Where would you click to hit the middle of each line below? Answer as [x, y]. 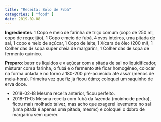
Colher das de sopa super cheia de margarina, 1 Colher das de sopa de [77, 48]
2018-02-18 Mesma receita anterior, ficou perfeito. [64, 93]
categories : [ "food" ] [30, 14]
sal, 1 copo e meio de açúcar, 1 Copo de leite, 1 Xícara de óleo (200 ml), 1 [79, 43]
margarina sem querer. [35, 115]
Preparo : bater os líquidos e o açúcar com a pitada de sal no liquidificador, [81, 63]
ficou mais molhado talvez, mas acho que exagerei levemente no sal [81, 104]
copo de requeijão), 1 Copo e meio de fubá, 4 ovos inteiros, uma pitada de [80, 38]
